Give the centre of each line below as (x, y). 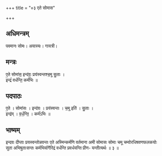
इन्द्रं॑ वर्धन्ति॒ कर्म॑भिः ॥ (22, 80)
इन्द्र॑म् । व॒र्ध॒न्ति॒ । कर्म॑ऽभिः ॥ (28, 114)
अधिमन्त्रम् (17, 34)
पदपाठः (14, 96)
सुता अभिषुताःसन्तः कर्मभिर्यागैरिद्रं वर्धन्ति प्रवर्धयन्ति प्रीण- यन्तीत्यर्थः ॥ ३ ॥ (62, 148)
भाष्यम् (13, 130)
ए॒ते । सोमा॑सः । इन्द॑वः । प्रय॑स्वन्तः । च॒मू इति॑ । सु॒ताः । (50, 108)
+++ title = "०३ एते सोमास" (30, 8)
